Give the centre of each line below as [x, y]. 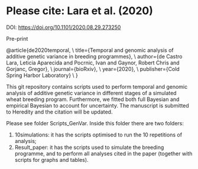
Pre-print [17, 38]
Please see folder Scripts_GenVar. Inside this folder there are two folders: [95, 123]
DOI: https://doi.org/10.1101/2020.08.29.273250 [64, 27]
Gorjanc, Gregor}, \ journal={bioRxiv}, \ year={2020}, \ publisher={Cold [93, 69]
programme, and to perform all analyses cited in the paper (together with [103, 153]
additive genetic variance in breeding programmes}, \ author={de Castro [94, 56]
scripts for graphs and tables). [51, 160]
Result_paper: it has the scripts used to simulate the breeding [89, 147]
